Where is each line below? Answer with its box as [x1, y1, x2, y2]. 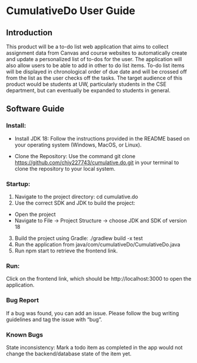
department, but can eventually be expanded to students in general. [6, 87, 171, 94]
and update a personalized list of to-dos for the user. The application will [6, 56, 182, 62]
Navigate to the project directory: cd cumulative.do [14, 193, 138, 200]
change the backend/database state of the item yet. [6, 350, 132, 357]
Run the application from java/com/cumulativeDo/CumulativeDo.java [14, 241, 181, 248]
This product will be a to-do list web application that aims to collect [6, 43, 169, 50]
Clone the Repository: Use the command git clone [14, 152, 136, 159]
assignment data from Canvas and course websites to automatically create [6, 49, 187, 56]
